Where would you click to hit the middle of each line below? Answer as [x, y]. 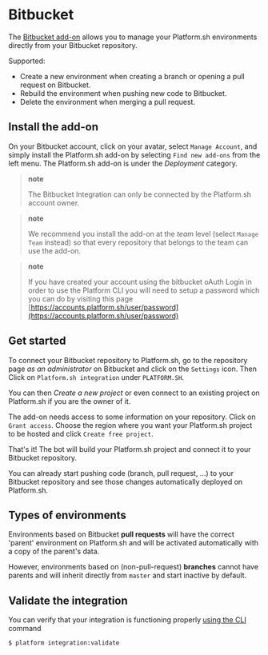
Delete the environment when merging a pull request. [108, 102]
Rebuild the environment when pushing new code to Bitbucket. [123, 93]
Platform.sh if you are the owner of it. [70, 401]
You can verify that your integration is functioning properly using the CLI [127, 620]
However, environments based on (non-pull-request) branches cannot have [133, 567]
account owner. [54, 202]
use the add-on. [54, 250]
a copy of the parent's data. [54, 551]
